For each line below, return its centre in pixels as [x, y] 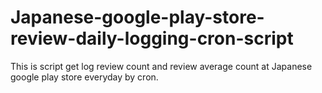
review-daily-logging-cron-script [152, 38]
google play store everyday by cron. [84, 77]
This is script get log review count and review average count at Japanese [161, 66]
